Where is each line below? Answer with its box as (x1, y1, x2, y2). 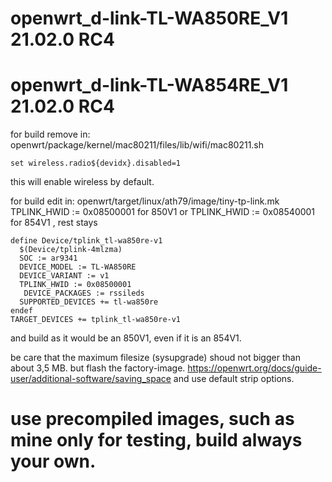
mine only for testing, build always (10, 429, 303, 452)
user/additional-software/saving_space (10, 373, 172, 385)
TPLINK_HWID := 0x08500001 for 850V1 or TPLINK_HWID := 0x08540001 (10, 206, 316, 218)
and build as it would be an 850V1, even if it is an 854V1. (10, 332, 242, 344)
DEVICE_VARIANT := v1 (19, 271, 110, 281)
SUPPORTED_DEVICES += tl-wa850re (19, 297, 159, 307)
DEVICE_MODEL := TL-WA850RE (19, 262, 137, 272)
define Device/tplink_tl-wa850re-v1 (10, 236, 163, 246)
